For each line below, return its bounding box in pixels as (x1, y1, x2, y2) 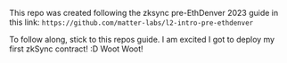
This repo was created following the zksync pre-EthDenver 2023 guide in (9, 8, 279, 18)
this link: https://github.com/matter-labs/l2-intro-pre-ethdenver (9, 17, 254, 28)
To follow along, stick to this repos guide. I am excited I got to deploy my (9, 35, 275, 44)
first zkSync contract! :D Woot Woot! (9, 43, 144, 54)
